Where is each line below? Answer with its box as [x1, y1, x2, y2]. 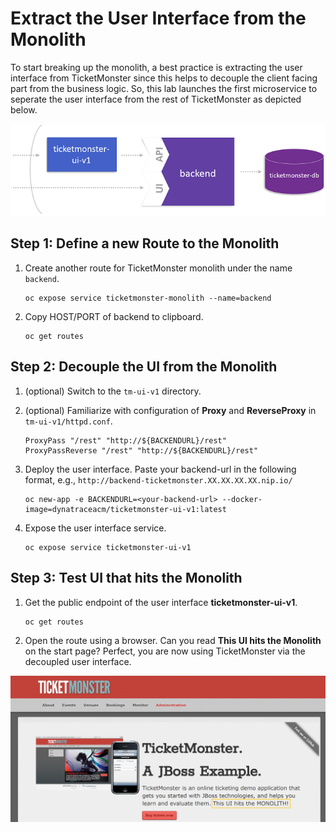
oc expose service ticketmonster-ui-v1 [24, 542, 192, 552]
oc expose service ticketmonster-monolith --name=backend [24, 293, 272, 303]
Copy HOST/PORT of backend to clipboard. [24, 310, 204, 322]
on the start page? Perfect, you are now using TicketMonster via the [24, 645, 306, 657]
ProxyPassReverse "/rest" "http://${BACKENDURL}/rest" [24, 445, 259, 456]
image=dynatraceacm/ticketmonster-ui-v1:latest [24, 504, 227, 514]
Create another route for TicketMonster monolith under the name [24, 262, 293, 274]
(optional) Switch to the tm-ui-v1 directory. [24, 385, 202, 397]
